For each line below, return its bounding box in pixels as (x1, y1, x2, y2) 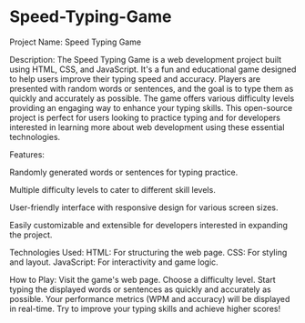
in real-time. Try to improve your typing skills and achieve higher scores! (9, 303, 280, 314)
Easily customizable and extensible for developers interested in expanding (9, 219, 289, 230)
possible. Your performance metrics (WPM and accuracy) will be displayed (9, 293, 290, 304)
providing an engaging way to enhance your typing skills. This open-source (9, 102, 293, 113)
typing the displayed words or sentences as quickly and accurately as (9, 284, 271, 295)
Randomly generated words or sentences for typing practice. (9, 167, 239, 177)
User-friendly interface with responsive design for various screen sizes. (9, 202, 279, 213)
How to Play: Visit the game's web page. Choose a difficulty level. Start (9, 274, 276, 285)
